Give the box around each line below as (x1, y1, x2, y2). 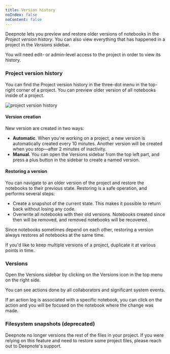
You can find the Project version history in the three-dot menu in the (5, 81, 148, 87)
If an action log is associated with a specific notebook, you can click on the (5, 297, 162, 303)
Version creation (5, 114, 42, 120)
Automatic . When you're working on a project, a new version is (12, 135, 146, 141)
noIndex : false (5, 12, 38, 17)
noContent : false (5, 17, 42, 22)
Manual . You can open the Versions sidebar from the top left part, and (12, 151, 160, 157)
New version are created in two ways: (5, 125, 84, 131)
